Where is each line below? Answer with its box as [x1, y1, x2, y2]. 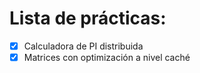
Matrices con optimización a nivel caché [23, 52, 191, 63]
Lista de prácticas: [9, 7, 167, 30]
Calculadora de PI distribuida [23, 40, 144, 52]
